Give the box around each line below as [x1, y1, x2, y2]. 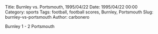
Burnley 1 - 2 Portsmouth [5, 23, 55, 29]
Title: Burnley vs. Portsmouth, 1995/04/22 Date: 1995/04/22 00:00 [5, 4, 138, 10]
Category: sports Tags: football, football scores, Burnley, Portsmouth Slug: [5, 9, 154, 15]
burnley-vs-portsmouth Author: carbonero [5, 14, 90, 20]
